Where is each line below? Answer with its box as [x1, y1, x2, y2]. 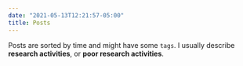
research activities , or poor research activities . [8, 49, 165, 58]
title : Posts [8, 19, 51, 27]
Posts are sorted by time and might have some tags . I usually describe [8, 40, 235, 49]
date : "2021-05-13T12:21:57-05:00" [8, 11, 125, 20]
